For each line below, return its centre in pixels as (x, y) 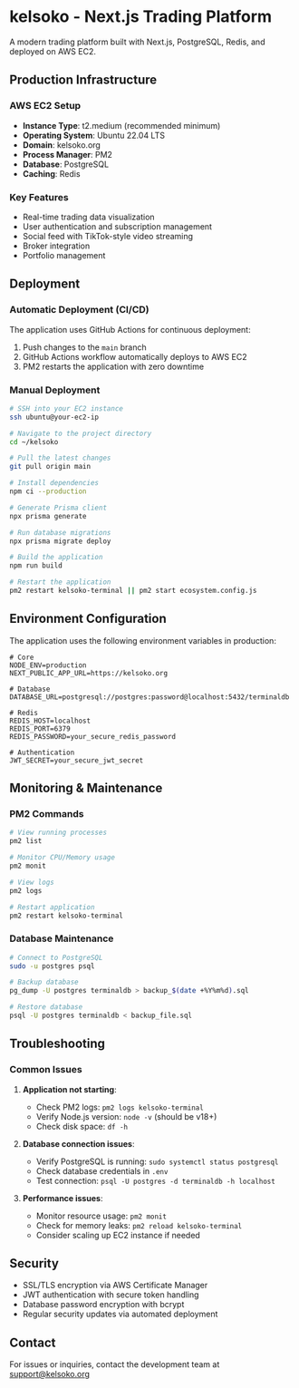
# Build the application (56, 558)
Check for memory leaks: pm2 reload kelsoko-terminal (139, 1225)
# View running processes (58, 833)
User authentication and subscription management (117, 226)
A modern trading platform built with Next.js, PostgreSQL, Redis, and (137, 42)
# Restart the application (60, 582)
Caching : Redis (51, 173)
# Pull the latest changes (60, 458)
